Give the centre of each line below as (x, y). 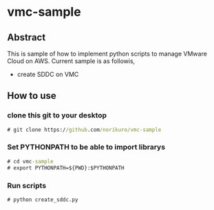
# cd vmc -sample (30, 161)
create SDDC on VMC (48, 74)
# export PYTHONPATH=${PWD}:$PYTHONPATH (66, 168)
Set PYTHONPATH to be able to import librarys (86, 147)
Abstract (26, 37)
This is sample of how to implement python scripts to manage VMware (107, 54)
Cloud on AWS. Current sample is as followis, (71, 61)
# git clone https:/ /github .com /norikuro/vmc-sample (84, 130)
